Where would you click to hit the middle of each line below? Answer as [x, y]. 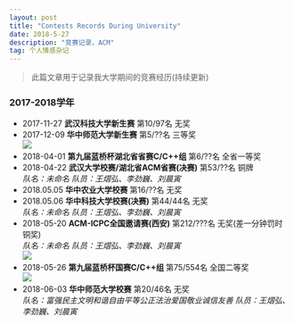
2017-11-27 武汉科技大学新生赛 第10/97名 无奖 [106, 124]
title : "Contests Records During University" [95, 26]
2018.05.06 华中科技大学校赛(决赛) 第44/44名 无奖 [115, 201]
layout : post [33, 17]
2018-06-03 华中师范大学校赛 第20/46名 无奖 [106, 289]
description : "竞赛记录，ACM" [62, 42]
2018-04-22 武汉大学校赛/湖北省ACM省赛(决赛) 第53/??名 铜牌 [138, 168]
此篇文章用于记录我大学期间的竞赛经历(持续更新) [120, 78]
